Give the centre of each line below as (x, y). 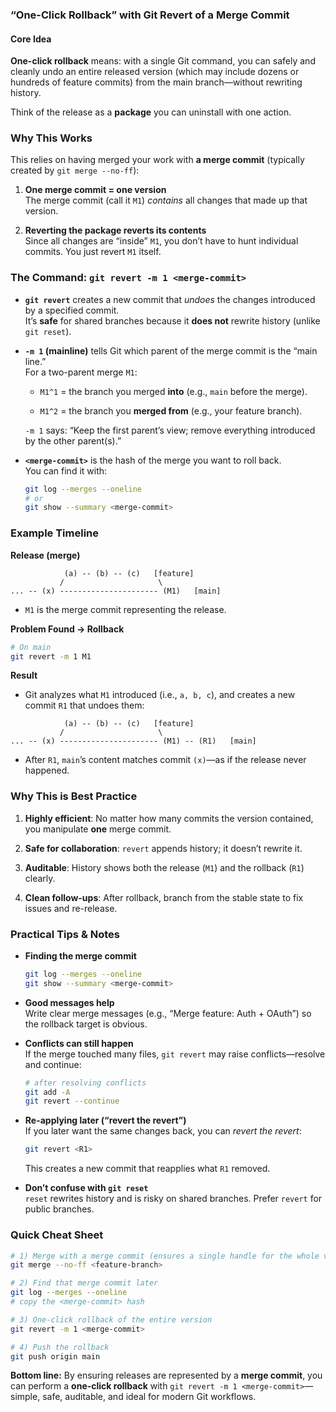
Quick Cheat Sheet (57, 1235)
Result (24, 675)
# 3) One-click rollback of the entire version (111, 1319)
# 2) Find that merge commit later (84, 1283)
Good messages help (69, 1002)
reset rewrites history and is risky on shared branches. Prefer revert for (173, 1199)
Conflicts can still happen (79, 1043)
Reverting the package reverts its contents (115, 230)
